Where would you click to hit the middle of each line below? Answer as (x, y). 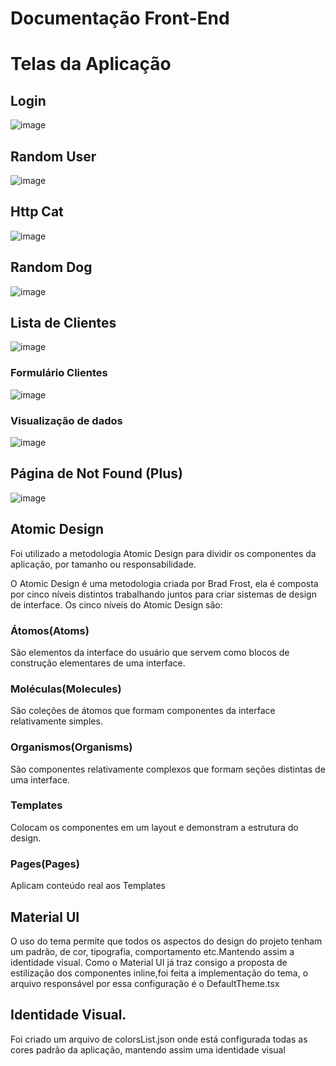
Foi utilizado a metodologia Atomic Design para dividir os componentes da (163, 553)
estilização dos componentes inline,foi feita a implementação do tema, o (159, 973)
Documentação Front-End (120, 18)
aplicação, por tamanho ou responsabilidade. (103, 564)
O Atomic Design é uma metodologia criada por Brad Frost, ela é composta (164, 583)
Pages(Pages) (45, 864)
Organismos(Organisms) (71, 747)
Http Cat (37, 212)
